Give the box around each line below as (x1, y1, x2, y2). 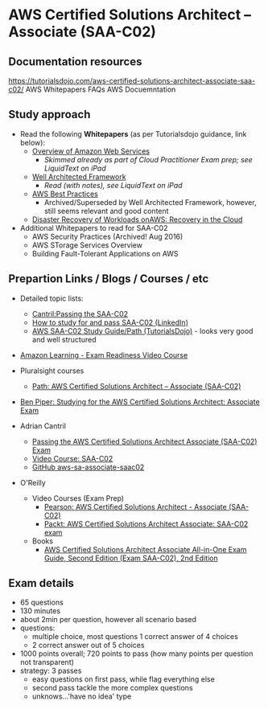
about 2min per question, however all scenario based (19, 615, 197, 625)
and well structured (31, 334, 97, 344)
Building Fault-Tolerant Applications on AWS (31, 248, 179, 258)
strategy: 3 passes (19, 666, 82, 676)
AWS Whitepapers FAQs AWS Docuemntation (25, 84, 176, 94)
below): (19, 137, 46, 147)
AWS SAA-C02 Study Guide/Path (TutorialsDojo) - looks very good (31, 326, 254, 335)
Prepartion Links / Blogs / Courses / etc (8, 272, 209, 286)
